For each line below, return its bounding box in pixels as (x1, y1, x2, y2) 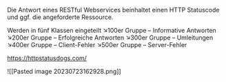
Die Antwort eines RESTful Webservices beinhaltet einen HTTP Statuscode (7, 6, 220, 14)
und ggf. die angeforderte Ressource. (7, 13, 114, 21)
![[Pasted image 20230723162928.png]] (7, 68, 122, 75)
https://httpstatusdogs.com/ (7, 54, 88, 62)
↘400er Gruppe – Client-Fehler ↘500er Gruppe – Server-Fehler (7, 41, 187, 49)
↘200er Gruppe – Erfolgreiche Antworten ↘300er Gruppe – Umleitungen (7, 33, 214, 42)
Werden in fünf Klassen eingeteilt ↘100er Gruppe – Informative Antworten (7, 27, 217, 34)
